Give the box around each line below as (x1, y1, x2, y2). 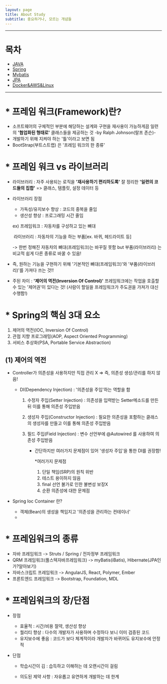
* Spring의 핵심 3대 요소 (5, 310, 100, 321)
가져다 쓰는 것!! (24, 267, 54, 273)
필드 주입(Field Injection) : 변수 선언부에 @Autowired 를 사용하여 (27, 431, 154, 437)
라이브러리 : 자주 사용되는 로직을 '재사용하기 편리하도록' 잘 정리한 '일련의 (12, 179, 154, 185)
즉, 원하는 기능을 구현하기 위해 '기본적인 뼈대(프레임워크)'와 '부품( (12, 261, 140, 267)
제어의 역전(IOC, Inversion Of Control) (12, 327, 88, 333)
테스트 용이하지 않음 (42, 475, 81, 481)
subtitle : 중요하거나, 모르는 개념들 (5, 16, 72, 21)
